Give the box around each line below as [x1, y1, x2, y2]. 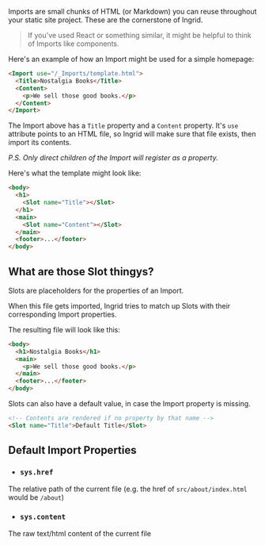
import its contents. [8, 138, 72, 148]
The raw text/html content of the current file [8, 528, 152, 538]
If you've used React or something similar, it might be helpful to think [27, 31, 252, 40]
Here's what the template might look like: [8, 168, 142, 178]
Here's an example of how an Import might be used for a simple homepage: [8, 55, 255, 63]
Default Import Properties [8, 443, 137, 457]
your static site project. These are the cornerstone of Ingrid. [8, 15, 203, 25]
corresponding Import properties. [8, 309, 117, 319]
